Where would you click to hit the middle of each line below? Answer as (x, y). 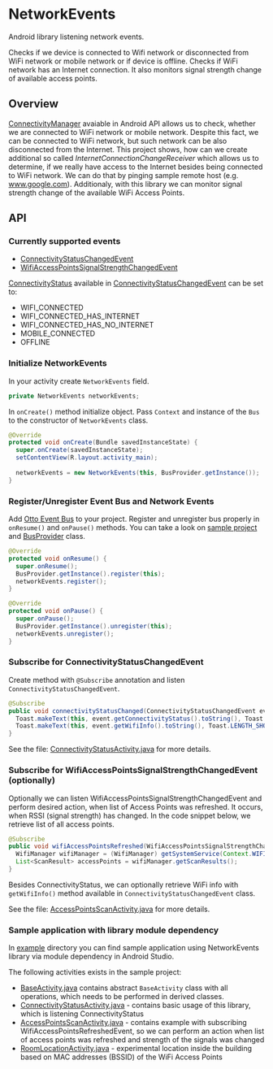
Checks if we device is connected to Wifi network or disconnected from (129, 52)
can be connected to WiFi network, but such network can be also (118, 141)
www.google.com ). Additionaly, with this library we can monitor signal (125, 184)
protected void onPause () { (56, 611)
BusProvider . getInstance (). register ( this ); (90, 574)
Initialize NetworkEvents (58, 363)
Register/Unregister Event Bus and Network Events (111, 501)
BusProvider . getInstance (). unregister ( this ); (94, 626)
